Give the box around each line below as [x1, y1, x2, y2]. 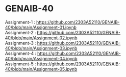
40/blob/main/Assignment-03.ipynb [5, 45, 77, 51]
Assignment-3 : [5, 40, 36, 46]
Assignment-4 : [5, 50, 37, 56]
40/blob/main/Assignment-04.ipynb [5, 55, 77, 61]
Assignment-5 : [5, 61, 36, 67]
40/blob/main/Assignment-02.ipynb [5, 35, 77, 41]
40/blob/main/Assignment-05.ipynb [5, 66, 77, 72]
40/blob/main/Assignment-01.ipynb [5, 24, 77, 30]
